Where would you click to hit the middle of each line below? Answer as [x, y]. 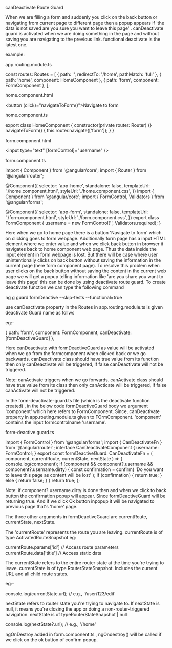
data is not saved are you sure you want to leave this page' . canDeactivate [84, 28]
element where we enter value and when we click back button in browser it [84, 244]
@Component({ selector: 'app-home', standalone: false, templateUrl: [78, 186]
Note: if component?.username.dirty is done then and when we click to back [86, 490]
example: [15, 54]
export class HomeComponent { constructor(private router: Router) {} [79, 125]
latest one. [16, 45]
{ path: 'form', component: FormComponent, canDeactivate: [69, 332]
